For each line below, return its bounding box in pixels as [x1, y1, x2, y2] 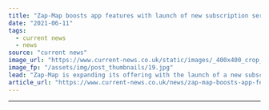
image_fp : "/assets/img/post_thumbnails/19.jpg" [8, 64, 174, 72]
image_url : [8, 57, 45, 65]
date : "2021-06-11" [8, 19, 74, 27]
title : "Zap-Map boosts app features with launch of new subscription [8, 11, 249, 20]
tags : [8, 26, 26, 34]
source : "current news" [8, 49, 88, 57]
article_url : [8, 78, 52, 86]
